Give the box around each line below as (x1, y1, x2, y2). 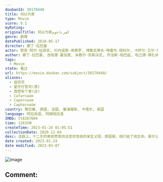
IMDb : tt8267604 (5, 116, 38, 121)
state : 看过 (5, 66, 28, 71)
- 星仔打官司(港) (9, 84, 40, 89)
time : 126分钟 (5, 121, 33, 125)
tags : (5, 57, 16, 62)
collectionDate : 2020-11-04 (5, 130, 62, 135)
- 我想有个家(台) (9, 89, 40, 94)
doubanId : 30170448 (5, 7, 45, 12)
